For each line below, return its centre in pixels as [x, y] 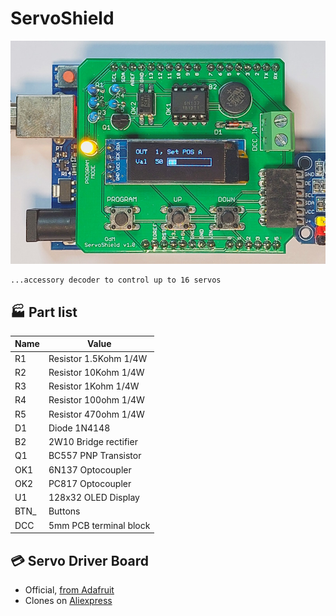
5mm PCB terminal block [99, 525]
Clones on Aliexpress [68, 601]
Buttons [64, 511]
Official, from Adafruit [69, 590]
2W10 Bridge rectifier [93, 442]
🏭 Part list [44, 312]
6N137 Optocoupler [90, 469]
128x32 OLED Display [94, 498]
